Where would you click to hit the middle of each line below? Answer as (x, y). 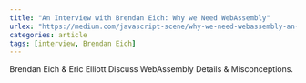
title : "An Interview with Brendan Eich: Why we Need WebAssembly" (140, 18)
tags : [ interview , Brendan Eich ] (73, 43)
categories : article (49, 35)
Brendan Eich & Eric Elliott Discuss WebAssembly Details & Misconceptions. (152, 69)
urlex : (22, 26)
